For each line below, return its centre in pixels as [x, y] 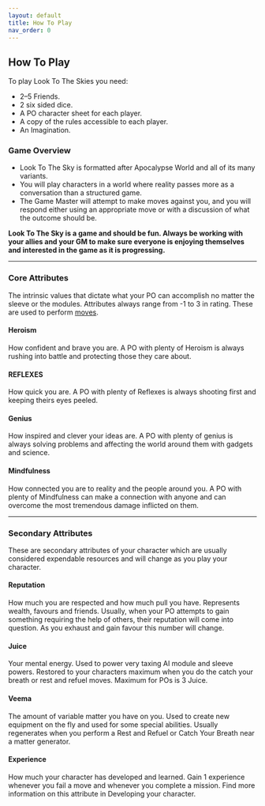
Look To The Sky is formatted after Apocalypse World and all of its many [137, 168]
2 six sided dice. [46, 105]
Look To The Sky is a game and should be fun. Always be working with [125, 233]
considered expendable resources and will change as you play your [118, 559]
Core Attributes [38, 278]
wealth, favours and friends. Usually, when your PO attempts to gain [119, 611]
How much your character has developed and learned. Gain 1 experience [127, 777]
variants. [34, 176]
